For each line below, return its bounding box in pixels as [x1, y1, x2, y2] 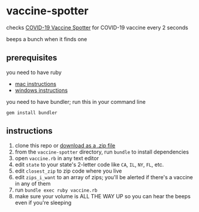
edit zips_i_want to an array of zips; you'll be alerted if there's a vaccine [14, 173, 194, 180]
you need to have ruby [6, 69, 62, 76]
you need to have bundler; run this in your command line [6, 98, 146, 105]
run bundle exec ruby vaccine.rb [14, 186, 98, 193]
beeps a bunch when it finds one [6, 35, 88, 42]
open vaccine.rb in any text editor [14, 154, 99, 162]
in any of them [14, 180, 51, 187]
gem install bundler [6, 109, 58, 116]
